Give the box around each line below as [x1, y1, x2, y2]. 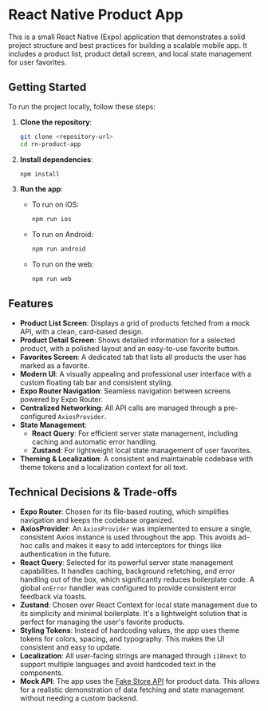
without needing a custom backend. [19, 693, 138, 703]
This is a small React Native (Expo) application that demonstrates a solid [8, 32, 246, 41]
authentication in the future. [19, 549, 112, 559]
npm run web [31, 275, 72, 283]
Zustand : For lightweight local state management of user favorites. [31, 445, 252, 455]
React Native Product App [8, 6, 183, 24]
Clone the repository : [19, 117, 93, 127]
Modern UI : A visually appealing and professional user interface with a [19, 369, 252, 378]
